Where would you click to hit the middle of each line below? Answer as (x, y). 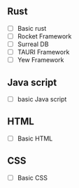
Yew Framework (41, 60)
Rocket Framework (44, 36)
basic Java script (42, 99)
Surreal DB (33, 44)
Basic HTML (35, 138)
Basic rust (32, 28)
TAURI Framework (43, 52)
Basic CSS (32, 178)
